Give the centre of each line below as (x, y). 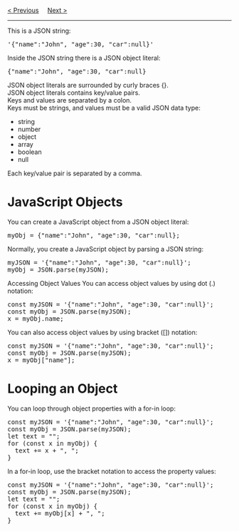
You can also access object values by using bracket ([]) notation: (102, 332)
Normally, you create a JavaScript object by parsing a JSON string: (106, 249)
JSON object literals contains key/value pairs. (74, 93)
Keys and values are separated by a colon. (70, 100)
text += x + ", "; (47, 450)
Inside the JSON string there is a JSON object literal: (84, 58)
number (29, 129)
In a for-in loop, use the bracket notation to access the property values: (112, 471)
